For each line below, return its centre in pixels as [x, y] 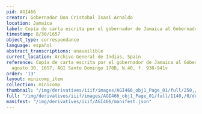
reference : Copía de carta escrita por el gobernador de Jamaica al [94, 62]
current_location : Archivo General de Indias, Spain [74, 57]
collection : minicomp [33, 85]
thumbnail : [20, 90]
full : [13, 96]
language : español [29, 46]
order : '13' [21, 74]
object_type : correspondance [43, 40]
